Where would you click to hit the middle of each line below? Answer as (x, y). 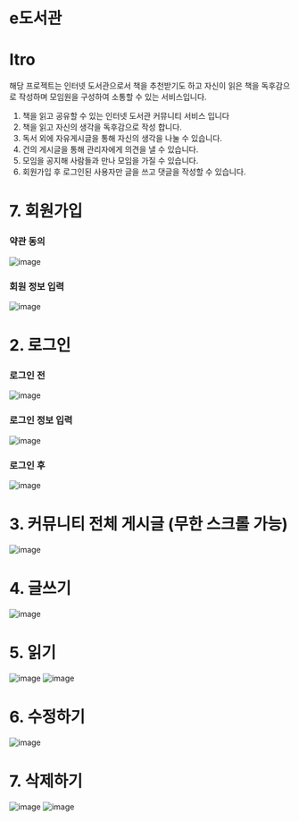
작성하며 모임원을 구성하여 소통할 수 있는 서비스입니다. (112, 97)
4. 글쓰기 (40, 589)
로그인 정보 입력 (41, 420)
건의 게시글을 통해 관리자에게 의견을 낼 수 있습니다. (110, 149)
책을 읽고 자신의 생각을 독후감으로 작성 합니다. (102, 127)
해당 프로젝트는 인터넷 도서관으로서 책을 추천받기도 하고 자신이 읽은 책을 (134, 86)
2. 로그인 (40, 346)
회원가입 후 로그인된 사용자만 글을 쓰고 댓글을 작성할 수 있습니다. (134, 172)
